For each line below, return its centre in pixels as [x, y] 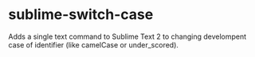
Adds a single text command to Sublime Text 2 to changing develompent [127, 36]
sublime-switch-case [81, 15]
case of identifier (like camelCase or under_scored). [94, 44]
